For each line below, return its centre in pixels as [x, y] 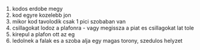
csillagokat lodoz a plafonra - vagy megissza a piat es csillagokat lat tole [103, 28]
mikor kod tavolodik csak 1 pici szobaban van [69, 21]
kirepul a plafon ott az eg [43, 34]
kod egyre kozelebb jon [41, 15]
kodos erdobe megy [37, 9]
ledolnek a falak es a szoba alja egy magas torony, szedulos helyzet [97, 41]
